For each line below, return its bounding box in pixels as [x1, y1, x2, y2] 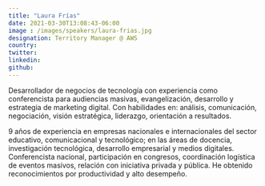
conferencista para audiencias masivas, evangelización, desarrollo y [8, 93, 234, 104]
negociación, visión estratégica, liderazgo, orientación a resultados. [8, 111, 232, 121]
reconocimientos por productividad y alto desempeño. [8, 168, 188, 178]
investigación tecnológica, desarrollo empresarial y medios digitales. [8, 143, 235, 152]
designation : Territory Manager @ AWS [8, 34, 138, 42]
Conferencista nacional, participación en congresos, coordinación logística [8, 152, 255, 161]
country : [8, 42, 38, 49]
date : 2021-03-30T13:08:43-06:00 [8, 19, 120, 27]
